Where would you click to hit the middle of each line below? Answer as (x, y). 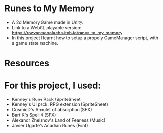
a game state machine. (35, 43)
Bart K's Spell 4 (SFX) (34, 115)
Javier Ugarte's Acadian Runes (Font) (50, 126)
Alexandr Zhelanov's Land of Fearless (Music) (59, 120)
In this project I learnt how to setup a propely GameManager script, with (85, 38)
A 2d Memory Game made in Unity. (47, 22)
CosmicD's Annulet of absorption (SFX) (52, 110)
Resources (27, 63)
